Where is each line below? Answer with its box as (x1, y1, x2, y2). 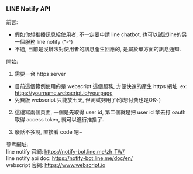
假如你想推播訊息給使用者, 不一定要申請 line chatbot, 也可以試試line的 (14, 31, 182, 38)
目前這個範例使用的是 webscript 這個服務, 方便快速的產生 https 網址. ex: (14, 83, 188, 90)
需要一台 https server (14, 71, 66, 78)
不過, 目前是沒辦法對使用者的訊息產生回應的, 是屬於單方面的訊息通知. (14, 46, 181, 53)
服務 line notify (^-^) (25, 39, 73, 46)
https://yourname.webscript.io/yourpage (14, 89, 113, 96)
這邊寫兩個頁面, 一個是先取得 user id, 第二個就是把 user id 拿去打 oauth (14, 109, 186, 116)
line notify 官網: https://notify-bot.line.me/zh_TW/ (6, 148, 125, 155)
